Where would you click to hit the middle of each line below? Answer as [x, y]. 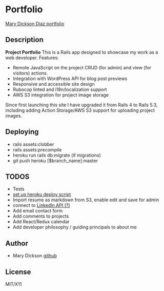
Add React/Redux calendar [41, 222]
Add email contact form [38, 211]
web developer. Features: [32, 57]
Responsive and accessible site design [54, 84]
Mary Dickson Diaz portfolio [35, 24]
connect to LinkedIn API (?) [41, 205]
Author [17, 243]
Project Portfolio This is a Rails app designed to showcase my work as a [82, 52]
